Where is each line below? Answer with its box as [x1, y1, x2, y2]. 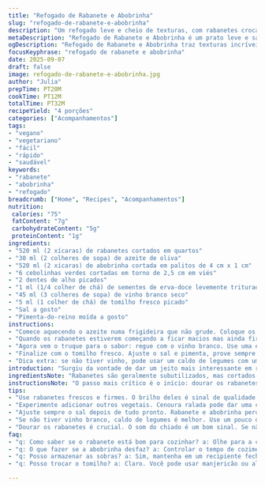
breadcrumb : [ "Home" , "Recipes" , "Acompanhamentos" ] [8, 195, 185, 203]
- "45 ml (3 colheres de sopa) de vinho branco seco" [8, 291, 189, 299]
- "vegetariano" [8, 136, 62, 145]
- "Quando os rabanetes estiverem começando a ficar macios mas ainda [8, 335, 245, 343]
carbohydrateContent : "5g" [11, 225, 101, 233]
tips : [8, 387, 26, 395]
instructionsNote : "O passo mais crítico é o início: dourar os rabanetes [8, 379, 259, 387]
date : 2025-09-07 [8, 56, 65, 64]
